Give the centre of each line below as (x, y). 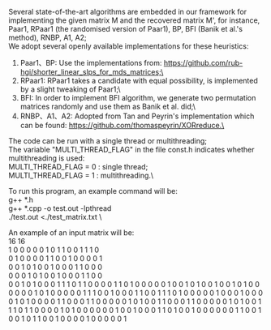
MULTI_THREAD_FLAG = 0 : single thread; (78, 167)
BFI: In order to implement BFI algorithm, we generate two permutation (138, 98)
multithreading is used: (47, 158)
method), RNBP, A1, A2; (47, 37)
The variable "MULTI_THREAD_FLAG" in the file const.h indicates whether (131, 150)
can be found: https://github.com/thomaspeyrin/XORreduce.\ (122, 125)
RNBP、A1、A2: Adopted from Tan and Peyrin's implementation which (137, 116)
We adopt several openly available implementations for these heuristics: (129, 46)
